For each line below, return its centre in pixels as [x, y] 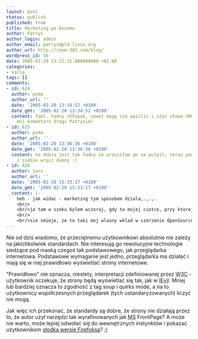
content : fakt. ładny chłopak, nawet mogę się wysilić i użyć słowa [97, 116]
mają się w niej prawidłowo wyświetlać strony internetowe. [77, 262]
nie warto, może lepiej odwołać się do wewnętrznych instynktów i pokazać [97, 323]
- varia [16, 72]
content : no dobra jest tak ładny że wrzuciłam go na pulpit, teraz [97, 154]
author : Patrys [25, 34]
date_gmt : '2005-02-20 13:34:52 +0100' [60, 111]
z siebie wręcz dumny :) [47, 160]
